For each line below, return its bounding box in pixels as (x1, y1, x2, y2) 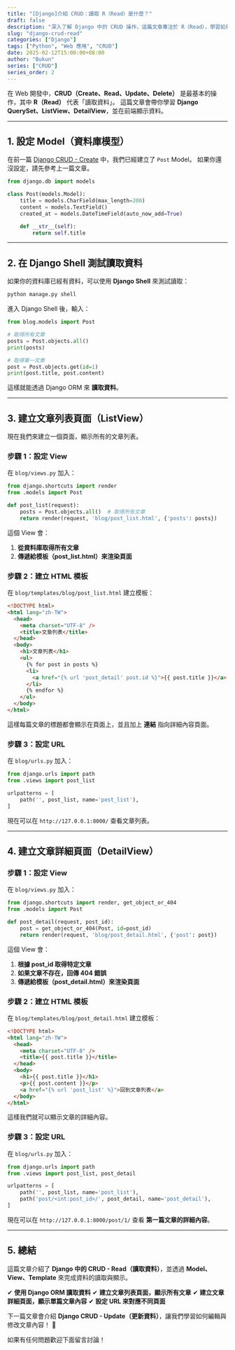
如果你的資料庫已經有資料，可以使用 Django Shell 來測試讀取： (7, 277, 190, 286)
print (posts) (7, 344, 45, 351)
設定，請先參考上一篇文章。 (13, 164, 93, 172)
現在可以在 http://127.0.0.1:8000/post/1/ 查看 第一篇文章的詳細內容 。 (7, 1216, 214, 1224)
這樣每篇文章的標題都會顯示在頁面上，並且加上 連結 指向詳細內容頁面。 (7, 720, 213, 728)
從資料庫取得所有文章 (17, 543, 79, 552)
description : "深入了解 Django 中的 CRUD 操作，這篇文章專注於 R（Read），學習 (7, 23, 221, 30)
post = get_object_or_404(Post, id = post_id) (20, 925, 152, 932)
